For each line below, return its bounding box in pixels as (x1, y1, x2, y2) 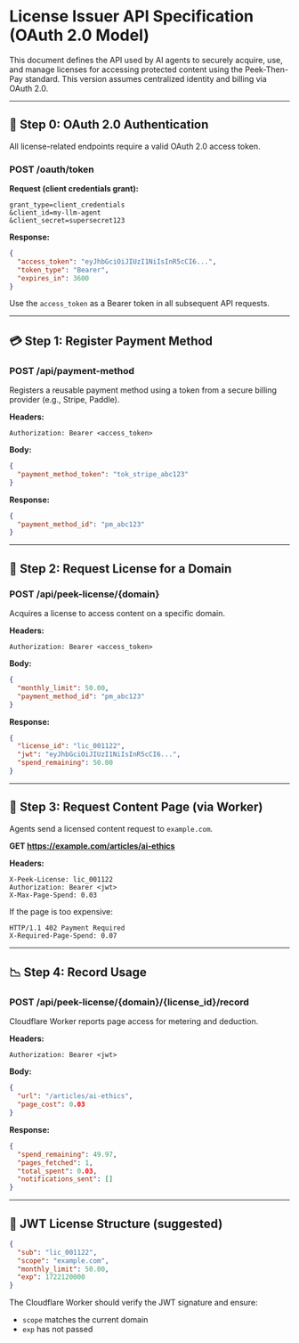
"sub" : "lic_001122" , (17, 1248, 98, 1257)
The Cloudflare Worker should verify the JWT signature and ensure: (9, 1298, 258, 1308)
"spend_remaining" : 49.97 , (17, 1150, 117, 1159)
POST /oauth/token (9, 163, 95, 175)
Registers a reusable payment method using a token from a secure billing (9, 385, 278, 395)
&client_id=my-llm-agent (9, 208, 101, 217)
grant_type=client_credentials (9, 200, 125, 210)
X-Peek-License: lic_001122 (9, 875, 114, 883)
